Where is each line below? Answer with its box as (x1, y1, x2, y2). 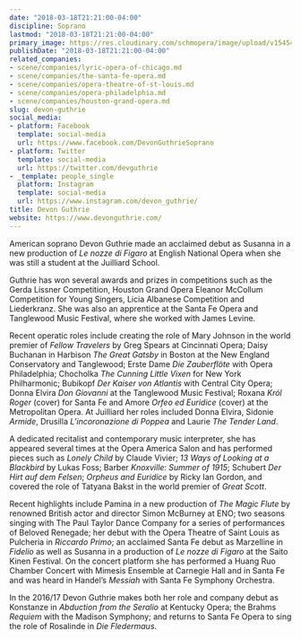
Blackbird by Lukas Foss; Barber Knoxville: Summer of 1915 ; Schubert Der (9, 461, 282, 472)
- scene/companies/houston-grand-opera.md (9, 96, 170, 106)
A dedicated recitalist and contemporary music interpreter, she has (9, 433, 256, 444)
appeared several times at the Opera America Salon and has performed (9, 442, 273, 453)
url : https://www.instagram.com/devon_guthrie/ (17, 197, 199, 206)
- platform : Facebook (9, 122, 90, 131)
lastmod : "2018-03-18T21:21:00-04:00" (9, 30, 154, 39)
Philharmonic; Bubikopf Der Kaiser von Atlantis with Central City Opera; (9, 378, 273, 389)
